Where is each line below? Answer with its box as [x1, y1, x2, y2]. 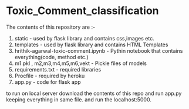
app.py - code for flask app [14, 78, 81, 86]
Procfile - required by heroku [14, 72, 85, 79]
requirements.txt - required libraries [14, 66, 102, 73]
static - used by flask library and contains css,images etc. [14, 35, 154, 42]
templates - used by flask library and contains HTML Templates [14, 41, 168, 48]
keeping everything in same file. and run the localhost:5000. [6, 96, 151, 103]
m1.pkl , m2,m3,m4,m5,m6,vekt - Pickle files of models [14, 60, 147, 67]
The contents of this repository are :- [6, 23, 96, 30]
